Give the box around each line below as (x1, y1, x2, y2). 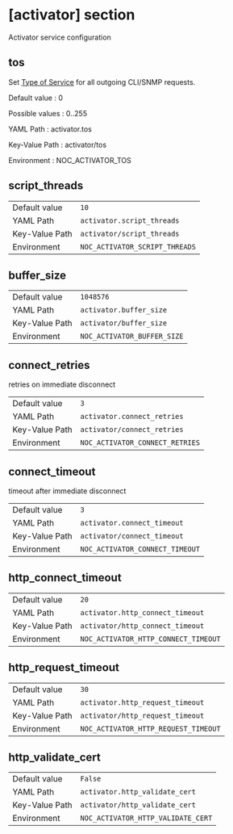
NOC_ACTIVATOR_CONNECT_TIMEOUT (80, 545, 200, 554)
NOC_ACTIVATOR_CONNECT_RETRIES (80, 438, 200, 447)
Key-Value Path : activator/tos (8, 140, 107, 149)
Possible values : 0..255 (8, 108, 87, 118)
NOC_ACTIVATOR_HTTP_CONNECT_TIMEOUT (80, 634, 221, 643)
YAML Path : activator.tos (8, 124, 93, 134)
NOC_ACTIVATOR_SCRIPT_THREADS (80, 242, 196, 251)
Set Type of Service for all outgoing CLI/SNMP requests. (8, 77, 196, 86)
